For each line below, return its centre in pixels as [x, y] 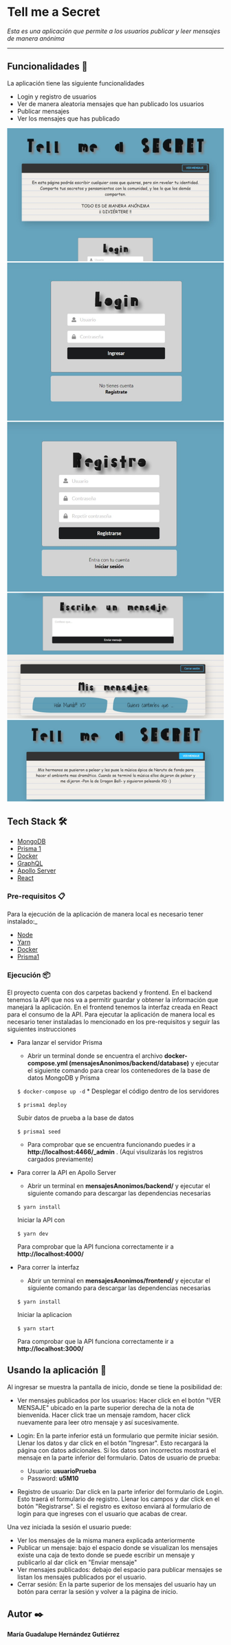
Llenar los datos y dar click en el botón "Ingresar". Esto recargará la [112, 1443]
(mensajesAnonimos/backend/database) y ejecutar [144, 1063]
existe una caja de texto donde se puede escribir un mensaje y [106, 1555]
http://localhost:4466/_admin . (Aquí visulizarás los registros [115, 1152]
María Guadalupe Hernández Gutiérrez [64, 1634]
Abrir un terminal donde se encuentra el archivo [95, 1056]
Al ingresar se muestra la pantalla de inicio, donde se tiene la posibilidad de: [115, 1387]
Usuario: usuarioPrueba [62, 1471]
